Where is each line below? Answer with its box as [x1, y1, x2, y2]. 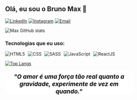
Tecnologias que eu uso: [5, 40, 65, 47]
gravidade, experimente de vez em [19, 80, 119, 88]
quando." [55, 87, 82, 96]
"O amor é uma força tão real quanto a [14, 72, 124, 81]
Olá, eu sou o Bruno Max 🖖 [5, 5, 87, 13]
